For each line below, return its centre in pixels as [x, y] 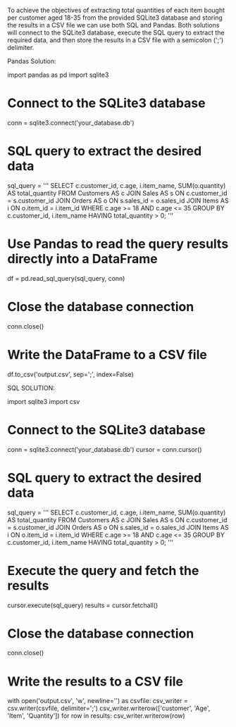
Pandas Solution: [32, 61]
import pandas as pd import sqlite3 [58, 75]
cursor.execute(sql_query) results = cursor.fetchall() [83, 605]
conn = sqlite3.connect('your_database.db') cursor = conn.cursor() [105, 449]
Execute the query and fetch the [103, 570]
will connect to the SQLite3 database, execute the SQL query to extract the [116, 32]
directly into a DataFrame [83, 259]
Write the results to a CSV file [95, 681]
